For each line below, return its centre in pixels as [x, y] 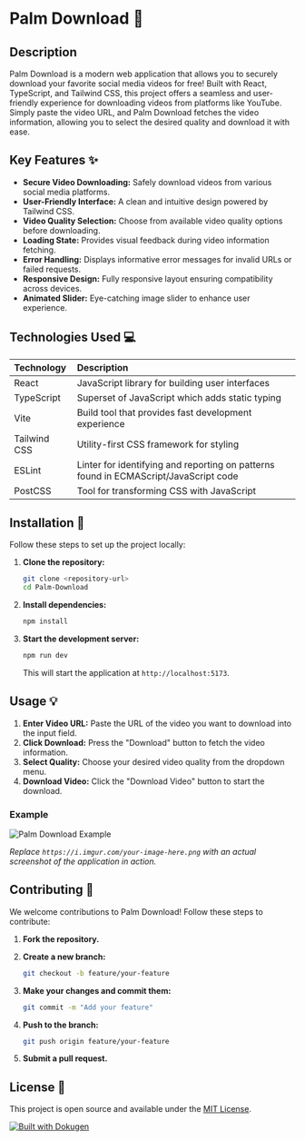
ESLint [28, 470]
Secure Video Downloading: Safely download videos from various [147, 182]
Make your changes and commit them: [97, 990]
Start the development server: [81, 639]
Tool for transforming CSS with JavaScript [167, 491]
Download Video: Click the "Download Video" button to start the [143, 781]
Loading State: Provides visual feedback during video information [146, 240]
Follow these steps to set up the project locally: [98, 545]
